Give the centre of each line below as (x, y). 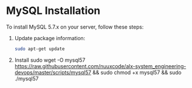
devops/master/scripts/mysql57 (53, 72)
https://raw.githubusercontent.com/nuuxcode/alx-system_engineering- (100, 66)
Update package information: (50, 38)
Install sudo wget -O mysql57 (50, 60)
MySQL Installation (53, 11)
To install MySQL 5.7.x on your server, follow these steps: (75, 27)
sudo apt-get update (40, 49)
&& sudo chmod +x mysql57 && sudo (137, 72)
